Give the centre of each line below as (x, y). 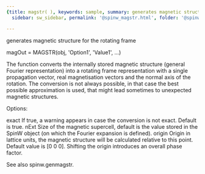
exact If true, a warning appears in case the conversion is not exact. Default (102, 120)
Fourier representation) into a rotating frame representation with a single (97, 70)
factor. (15, 153)
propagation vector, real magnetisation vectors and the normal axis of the (99, 77)
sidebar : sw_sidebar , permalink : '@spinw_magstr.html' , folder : (95, 18)
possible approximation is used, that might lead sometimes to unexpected (99, 90)
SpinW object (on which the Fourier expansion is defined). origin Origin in (99, 133)
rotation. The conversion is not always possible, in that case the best (92, 84)
